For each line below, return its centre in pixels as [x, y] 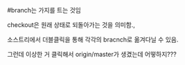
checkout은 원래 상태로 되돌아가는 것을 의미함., [71, 25]
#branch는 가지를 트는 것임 [44, 10]
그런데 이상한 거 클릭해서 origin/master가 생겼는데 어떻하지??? [92, 54]
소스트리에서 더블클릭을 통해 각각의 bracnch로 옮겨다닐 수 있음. [93, 39]
